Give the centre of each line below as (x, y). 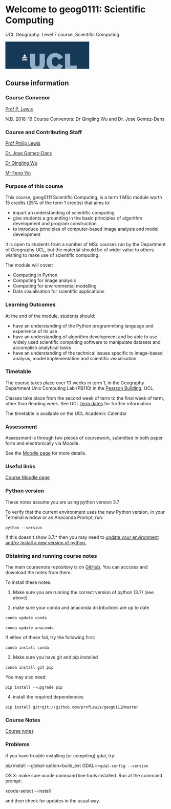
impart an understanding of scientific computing (64, 213)
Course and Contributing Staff (44, 132)
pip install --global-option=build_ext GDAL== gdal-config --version (77, 766)
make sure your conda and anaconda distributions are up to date (81, 608)
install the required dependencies (48, 697)
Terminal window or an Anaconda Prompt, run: (55, 517)
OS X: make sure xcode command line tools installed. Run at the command (84, 775)
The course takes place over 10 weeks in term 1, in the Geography (75, 383)
